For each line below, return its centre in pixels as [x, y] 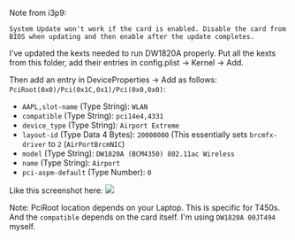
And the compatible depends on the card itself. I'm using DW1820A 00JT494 [143, 217]
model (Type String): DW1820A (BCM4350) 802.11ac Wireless [129, 153]
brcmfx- [264, 135]
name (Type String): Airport [71, 163]
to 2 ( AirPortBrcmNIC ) [87, 144]
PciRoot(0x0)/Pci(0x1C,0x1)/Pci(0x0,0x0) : [87, 89]
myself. [23, 226]
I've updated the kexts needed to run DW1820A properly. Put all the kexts [143, 53]
